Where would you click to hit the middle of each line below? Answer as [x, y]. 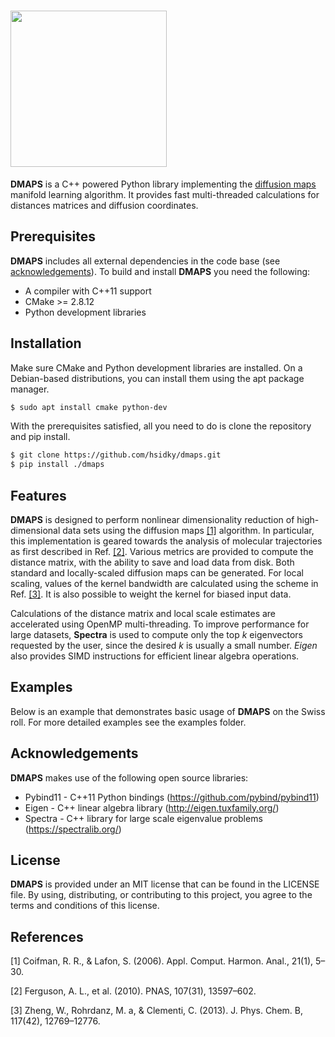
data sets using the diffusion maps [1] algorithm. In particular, [188, 530]
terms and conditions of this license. [85, 906]
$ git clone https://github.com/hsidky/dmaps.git [116, 455]
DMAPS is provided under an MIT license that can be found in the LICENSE [165, 884]
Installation [46, 343]
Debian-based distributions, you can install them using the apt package [157, 378]
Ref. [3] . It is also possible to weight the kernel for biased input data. [151, 594]
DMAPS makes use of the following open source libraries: [129, 777]
